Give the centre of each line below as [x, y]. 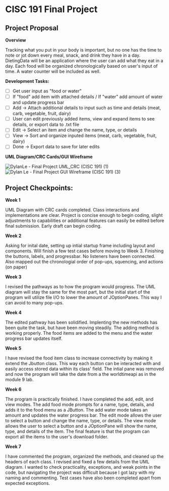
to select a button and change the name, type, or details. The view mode [81, 421]
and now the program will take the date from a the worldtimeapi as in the [81, 374]
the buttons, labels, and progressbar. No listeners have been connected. [80, 256]
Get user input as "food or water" [47, 91]
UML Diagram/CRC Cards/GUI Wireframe [49, 157]
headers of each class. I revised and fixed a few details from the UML [77, 462]
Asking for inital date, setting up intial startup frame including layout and [80, 246]
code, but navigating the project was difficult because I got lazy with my [80, 473]
